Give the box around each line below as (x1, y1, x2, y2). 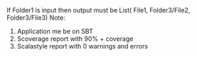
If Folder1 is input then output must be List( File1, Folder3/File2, (6, 6, 191, 14)
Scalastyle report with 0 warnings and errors (16, 42, 149, 50)
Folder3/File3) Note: (6, 13, 65, 22)
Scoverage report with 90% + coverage (16, 34, 134, 43)
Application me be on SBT (16, 27, 93, 35)
